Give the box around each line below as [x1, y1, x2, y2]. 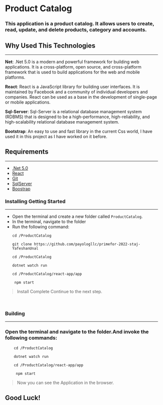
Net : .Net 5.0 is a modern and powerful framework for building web [5, 59, 140, 65]
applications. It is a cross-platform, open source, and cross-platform [5, 64, 142, 70]
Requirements [5, 148, 49, 156]
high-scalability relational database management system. [5, 119, 120, 124]
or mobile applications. [5, 99, 51, 105]
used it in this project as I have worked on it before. [5, 133, 108, 139]
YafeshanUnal [12, 246, 39, 251]
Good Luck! [5, 394, 41, 402]
